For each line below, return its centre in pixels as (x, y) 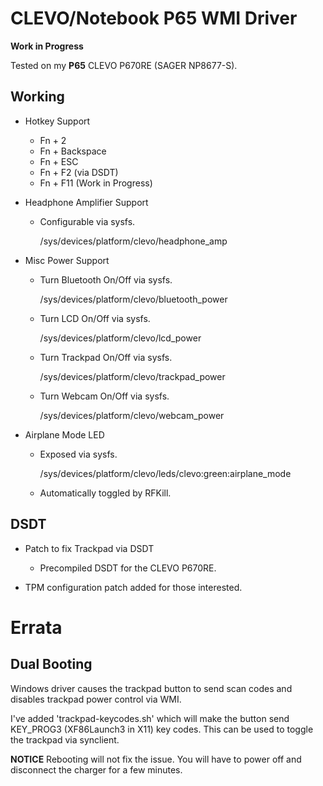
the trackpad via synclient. (65, 739)
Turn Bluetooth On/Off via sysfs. (106, 279)
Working (37, 97)
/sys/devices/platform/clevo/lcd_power (120, 338)
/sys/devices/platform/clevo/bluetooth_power (133, 299)
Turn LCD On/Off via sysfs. (95, 318)
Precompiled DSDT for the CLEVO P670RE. (128, 568)
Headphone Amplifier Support (86, 202)
